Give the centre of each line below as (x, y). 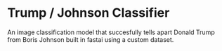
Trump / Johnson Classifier (89, 13)
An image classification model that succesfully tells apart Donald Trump (111, 32)
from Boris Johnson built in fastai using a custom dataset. (91, 39)
